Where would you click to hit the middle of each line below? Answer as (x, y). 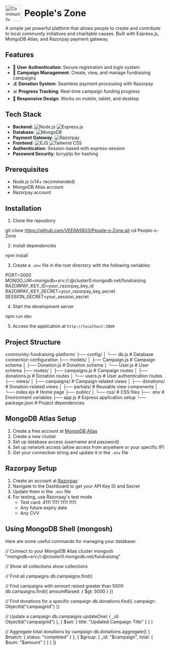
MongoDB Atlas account (38, 187)
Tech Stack (23, 114)
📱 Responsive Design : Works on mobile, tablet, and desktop (76, 98)
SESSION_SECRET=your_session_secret (47, 297)
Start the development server (43, 307)
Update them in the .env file (42, 491)
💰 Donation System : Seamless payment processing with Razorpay (83, 84)
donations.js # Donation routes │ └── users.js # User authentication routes (84, 376)
